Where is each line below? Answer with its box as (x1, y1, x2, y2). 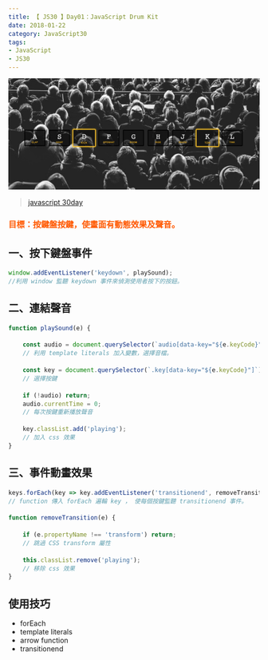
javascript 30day (27, 198, 84, 207)
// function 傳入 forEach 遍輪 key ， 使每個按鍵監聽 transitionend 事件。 (8, 497, 248, 505)
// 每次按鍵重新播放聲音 (22, 408, 93, 417)
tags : (8, 38, 26, 46)
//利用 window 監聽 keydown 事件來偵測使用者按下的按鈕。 (8, 278, 183, 286)
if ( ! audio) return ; (22, 391, 91, 399)
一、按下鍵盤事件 (8, 246, 93, 259)
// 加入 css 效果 (22, 433, 76, 442)
